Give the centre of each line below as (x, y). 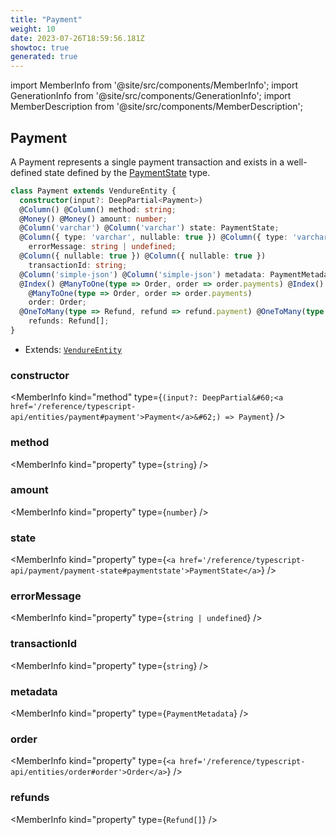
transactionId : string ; (78, 265)
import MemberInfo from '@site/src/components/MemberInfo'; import (154, 85)
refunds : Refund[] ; (69, 321)
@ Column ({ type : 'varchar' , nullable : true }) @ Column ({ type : (153, 237)
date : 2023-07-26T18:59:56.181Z (77, 38)
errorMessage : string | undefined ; (102, 247)
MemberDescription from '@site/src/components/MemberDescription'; (156, 107)
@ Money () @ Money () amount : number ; (93, 219)
